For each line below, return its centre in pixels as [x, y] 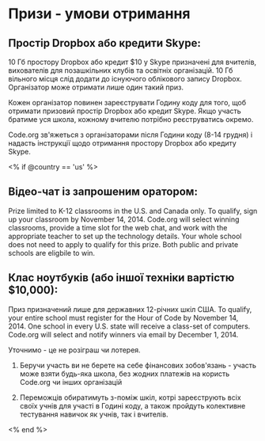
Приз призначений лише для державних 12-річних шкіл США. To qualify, [130, 309]
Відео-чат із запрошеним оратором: [103, 192]
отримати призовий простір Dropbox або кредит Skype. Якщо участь [125, 111]
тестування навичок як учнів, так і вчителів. [94, 414]
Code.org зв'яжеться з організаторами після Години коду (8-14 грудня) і [131, 135]
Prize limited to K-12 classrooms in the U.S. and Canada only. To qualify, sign [133, 211]
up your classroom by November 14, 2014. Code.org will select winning [124, 219]
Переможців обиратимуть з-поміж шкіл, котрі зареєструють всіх [130, 397]
